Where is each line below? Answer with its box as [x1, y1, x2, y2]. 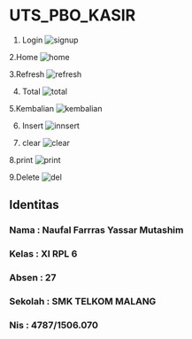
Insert [21, 120, 44, 131]
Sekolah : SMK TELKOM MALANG [9, 296, 157, 308]
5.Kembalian [9, 103, 55, 113]
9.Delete [9, 172, 40, 182]
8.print [9, 154, 34, 165]
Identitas [9, 197, 59, 212]
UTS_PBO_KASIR [9, 5, 136, 26]
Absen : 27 [9, 272, 57, 284]
